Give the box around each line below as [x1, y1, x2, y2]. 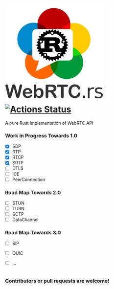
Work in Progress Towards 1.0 [5, 132, 77, 139]
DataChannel [12, 217, 39, 222]
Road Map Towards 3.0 [5, 229, 61, 236]
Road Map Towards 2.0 [5, 189, 61, 196]
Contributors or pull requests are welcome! [5, 277, 110, 284]
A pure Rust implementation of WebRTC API [5, 120, 93, 126]
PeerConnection [12, 177, 46, 182]
